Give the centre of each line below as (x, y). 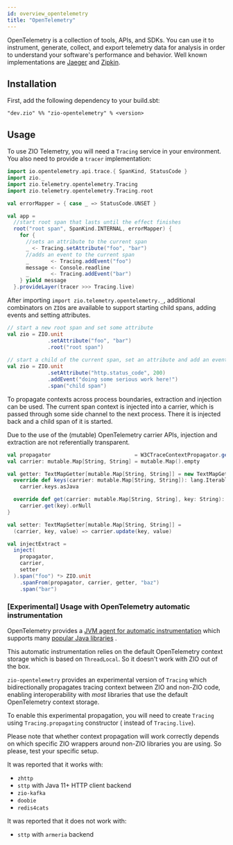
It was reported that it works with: (55, 764)
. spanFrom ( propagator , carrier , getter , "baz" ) (89, 582)
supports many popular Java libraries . (62, 638)
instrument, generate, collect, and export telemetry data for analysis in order (116, 47)
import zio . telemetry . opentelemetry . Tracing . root (80, 191)
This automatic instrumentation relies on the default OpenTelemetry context (115, 651)
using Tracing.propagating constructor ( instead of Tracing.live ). (101, 723)
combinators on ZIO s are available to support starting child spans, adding (112, 307)
